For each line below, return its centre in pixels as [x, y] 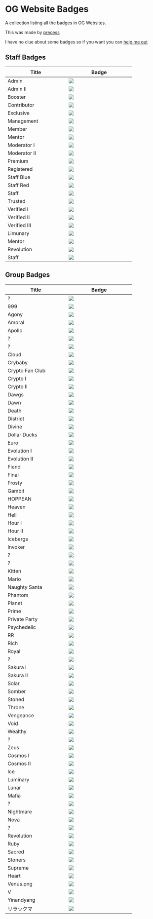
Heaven [17, 507]
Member [17, 129]
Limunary [19, 233]
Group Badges [28, 275]
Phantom [18, 595]
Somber [17, 691]
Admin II [17, 89]
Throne [16, 707]
